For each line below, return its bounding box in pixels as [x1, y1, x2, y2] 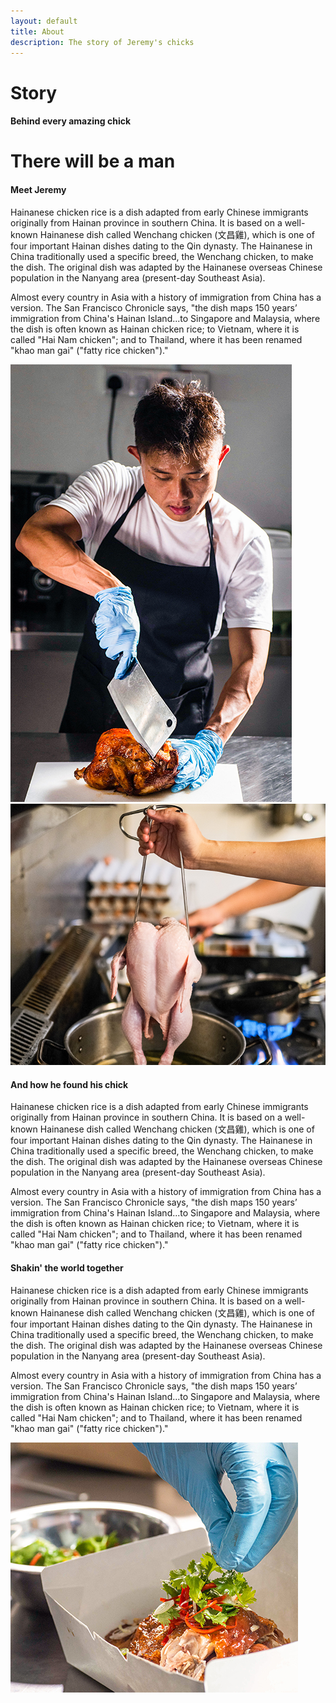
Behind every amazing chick [10, 115, 132, 127]
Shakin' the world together [10, 1262, 124, 1274]
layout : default [10, 16, 78, 26]
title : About [10, 26, 65, 37]
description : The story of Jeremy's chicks [10, 37, 195, 47]
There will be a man [10, 150, 176, 173]
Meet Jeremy [10, 183, 67, 195]
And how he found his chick [10, 1078, 129, 1090]
